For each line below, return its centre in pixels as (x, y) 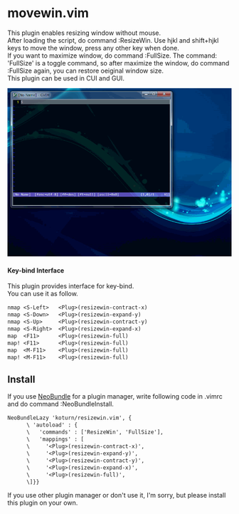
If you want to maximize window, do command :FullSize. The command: (112, 56)
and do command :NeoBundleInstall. (60, 404)
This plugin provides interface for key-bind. (71, 286)
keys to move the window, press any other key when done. (93, 48)
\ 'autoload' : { (52, 425)
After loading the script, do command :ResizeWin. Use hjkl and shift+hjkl (113, 40)
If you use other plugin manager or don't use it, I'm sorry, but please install (117, 495)
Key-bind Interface (36, 270)
